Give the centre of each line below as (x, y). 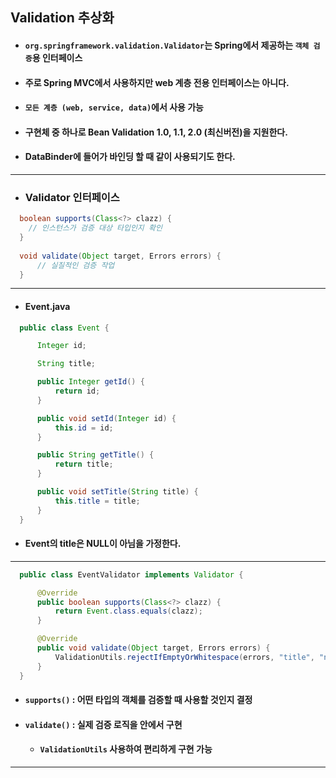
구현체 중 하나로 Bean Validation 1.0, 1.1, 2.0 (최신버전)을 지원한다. (156, 132)
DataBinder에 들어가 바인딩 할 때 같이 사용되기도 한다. (130, 157)
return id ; (77, 391)
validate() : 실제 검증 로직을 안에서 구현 (103, 724)
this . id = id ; (84, 428)
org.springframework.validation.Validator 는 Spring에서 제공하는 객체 (167, 45)
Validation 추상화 (62, 18)
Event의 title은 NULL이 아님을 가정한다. (103, 544)
